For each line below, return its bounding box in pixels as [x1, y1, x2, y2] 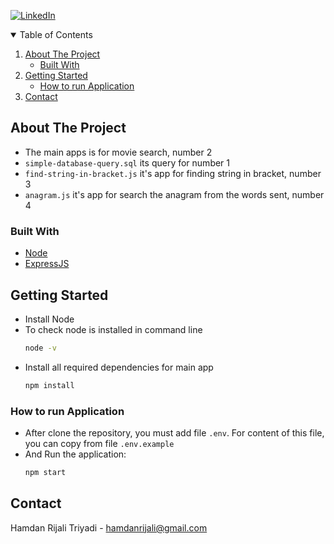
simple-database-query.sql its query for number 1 [24, 156, 231, 169]
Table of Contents [19, 29, 93, 40]
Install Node [24, 313, 75, 325]
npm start [24, 467, 67, 477]
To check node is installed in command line [24, 323, 203, 335]
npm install [24, 380, 75, 390]
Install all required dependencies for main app [24, 361, 214, 373]
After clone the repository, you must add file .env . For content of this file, [24, 426, 325, 439]
